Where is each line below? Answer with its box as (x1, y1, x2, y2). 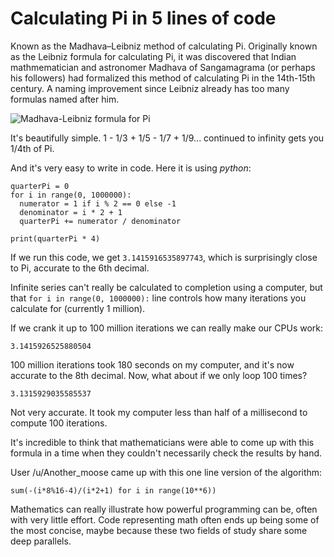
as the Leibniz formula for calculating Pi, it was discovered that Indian (10, 50, 297, 62)
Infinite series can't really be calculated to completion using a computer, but (10, 281, 323, 293)
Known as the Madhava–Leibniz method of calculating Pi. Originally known (10, 40, 318, 52)
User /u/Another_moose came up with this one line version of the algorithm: (10, 466, 323, 478)
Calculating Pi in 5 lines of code (10, 7, 277, 30)
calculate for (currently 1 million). (10, 302, 146, 314)
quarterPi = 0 (10, 181, 70, 191)
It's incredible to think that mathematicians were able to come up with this (10, 436, 315, 448)
